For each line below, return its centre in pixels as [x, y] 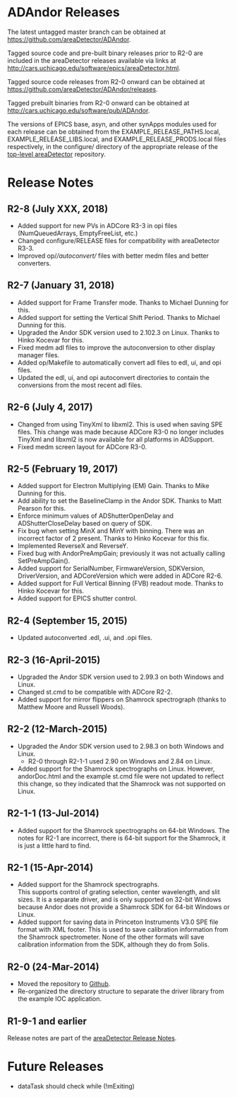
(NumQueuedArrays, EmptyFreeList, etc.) [78, 233]
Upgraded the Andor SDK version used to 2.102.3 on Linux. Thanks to [119, 332]
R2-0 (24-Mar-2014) [54, 967]
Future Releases [56, 1067]
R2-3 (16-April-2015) [54, 660]
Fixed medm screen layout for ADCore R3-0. [82, 446]
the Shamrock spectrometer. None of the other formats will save [111, 937]
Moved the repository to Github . [64, 984]
